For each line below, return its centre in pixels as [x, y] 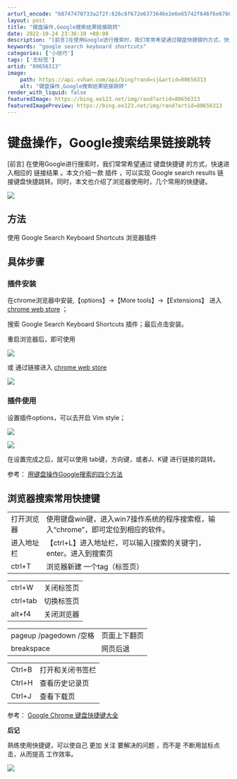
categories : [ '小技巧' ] [41, 54]
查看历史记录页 [65, 684]
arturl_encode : [30, 14]
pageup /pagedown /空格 [53, 636]
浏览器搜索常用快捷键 [54, 498]
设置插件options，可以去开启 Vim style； [66, 417]
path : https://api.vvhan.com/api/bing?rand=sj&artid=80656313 [113, 79]
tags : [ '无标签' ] [31, 60]
